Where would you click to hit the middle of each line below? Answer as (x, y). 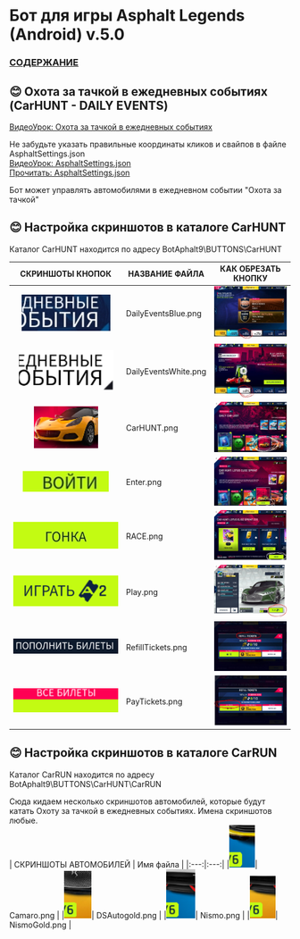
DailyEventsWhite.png (167, 371)
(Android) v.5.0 (67, 34)
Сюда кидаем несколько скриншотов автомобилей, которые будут (137, 801)
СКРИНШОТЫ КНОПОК (66, 273)
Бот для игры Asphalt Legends (127, 16)
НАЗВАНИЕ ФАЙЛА (167, 273)
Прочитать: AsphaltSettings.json (70, 172)
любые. (24, 820)
